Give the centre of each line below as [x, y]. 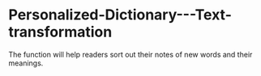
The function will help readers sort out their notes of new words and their [130, 54]
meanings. [26, 63]
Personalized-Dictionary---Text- [120, 15]
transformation [60, 32]
